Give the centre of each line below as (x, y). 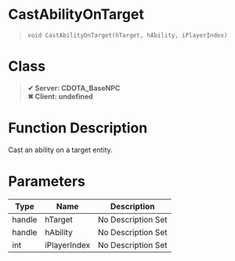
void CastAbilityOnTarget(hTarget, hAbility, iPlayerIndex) (127, 35)
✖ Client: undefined (60, 96)
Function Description (78, 128)
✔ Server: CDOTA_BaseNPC (74, 88)
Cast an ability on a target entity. (61, 150)
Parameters (47, 181)
